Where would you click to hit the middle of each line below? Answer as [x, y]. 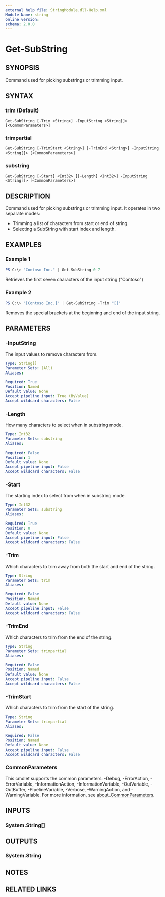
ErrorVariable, [20, 784]
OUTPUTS [21, 842]
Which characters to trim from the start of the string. [60, 708]
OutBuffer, [16, 789]
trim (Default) [22, 110]
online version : [22, 19]
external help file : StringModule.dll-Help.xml [56, 10]
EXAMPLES [23, 245]
